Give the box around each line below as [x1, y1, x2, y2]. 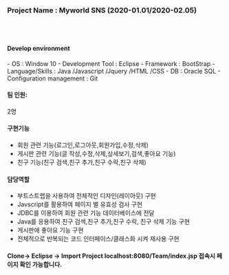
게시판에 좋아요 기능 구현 [17, 226, 84, 234]
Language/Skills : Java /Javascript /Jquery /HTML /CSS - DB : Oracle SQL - [7, 67, 221, 75]
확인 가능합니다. [19, 260, 63, 268]
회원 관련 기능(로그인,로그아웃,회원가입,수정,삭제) [17, 140, 149, 149]
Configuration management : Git [7, 74, 98, 82]
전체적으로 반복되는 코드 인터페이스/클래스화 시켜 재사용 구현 [17, 234, 180, 243]
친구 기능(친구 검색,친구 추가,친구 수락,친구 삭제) [17, 157, 146, 166]
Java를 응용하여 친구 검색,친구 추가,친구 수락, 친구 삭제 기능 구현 [17, 217, 190, 225]
